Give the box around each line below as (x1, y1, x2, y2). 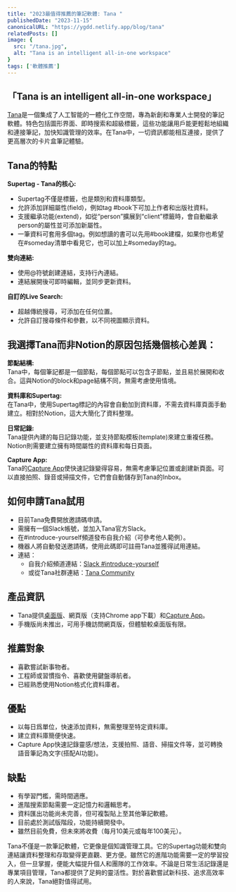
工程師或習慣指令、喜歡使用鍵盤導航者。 (17, 671, 135, 680)
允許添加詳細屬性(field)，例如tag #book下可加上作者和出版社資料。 (17, 204, 212, 212)
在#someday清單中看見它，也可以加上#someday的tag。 (17, 239, 181, 247)
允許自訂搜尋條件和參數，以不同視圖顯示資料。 (17, 316, 153, 325)
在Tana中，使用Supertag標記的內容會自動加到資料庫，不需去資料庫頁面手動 (7, 400, 227, 409)
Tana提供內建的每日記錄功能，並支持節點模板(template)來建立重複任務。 (7, 433, 218, 441)
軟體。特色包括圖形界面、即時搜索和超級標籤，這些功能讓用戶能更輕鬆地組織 (7, 119, 229, 128)
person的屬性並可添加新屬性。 (17, 221, 106, 230)
